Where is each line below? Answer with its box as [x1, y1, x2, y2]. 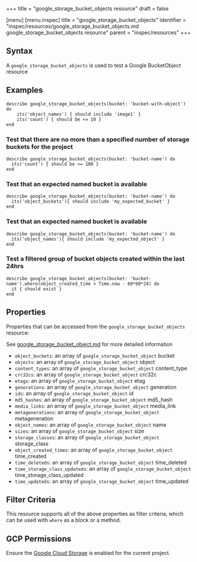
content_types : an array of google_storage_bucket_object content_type [14, 365, 188, 372]
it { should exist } [11, 286, 62, 292]
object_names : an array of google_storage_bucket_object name [14, 421, 167, 428]
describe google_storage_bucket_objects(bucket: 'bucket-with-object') [6, 100, 186, 107]
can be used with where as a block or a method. [6, 516, 122, 524]
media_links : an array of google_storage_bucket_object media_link [14, 402, 176, 410]
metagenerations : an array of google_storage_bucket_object [14, 408, 160, 415]
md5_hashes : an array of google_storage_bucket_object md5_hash [14, 396, 173, 403]
